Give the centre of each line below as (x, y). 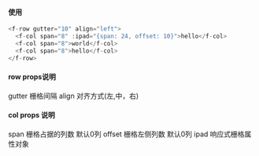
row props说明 (32, 77)
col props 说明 (31, 115)
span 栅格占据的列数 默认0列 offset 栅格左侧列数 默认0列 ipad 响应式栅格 (127, 134)
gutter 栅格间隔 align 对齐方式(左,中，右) (74, 96)
